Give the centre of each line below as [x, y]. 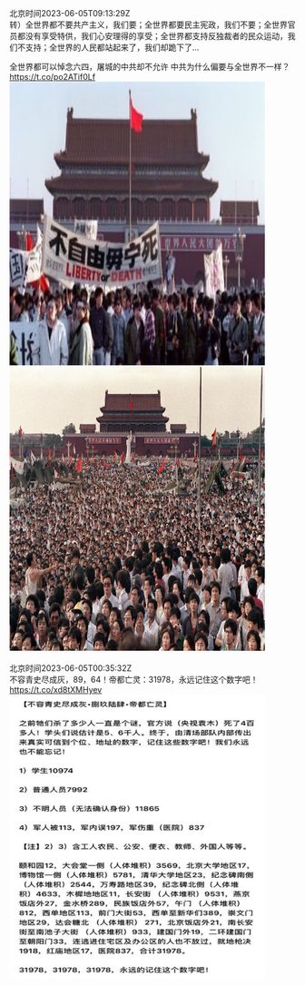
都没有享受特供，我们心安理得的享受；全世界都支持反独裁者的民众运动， [152, 36]
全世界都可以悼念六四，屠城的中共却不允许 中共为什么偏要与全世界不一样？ [150, 67]
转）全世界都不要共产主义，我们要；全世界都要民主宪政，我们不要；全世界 [148, 25]
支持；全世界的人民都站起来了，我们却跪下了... [112, 47]
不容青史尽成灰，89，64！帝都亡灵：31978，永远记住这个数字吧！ [134, 680]
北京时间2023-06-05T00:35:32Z [71, 668]
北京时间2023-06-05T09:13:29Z [70, 13]
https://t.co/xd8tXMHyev [56, 690]
